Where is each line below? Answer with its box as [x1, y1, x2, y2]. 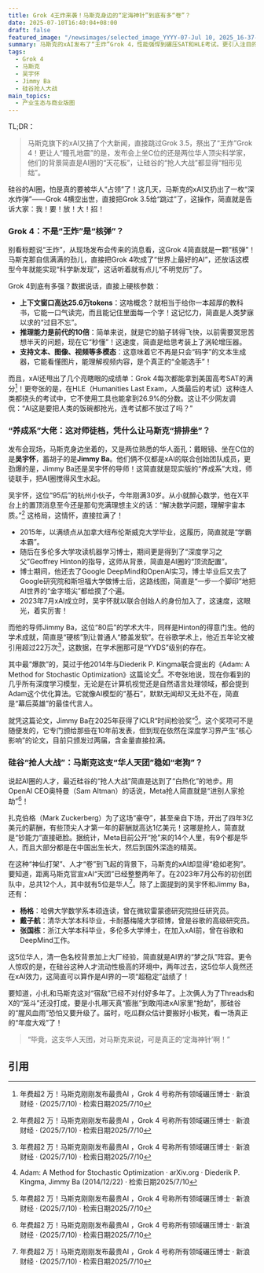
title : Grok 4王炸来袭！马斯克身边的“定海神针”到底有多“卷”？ [8, 11, 191, 20]
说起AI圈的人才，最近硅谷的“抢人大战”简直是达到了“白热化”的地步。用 [8, 776, 234, 786]
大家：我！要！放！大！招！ [14, 204, 104, 214]
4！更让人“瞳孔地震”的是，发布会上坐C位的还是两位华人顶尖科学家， [27, 149, 250, 158]
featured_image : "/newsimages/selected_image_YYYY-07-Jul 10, [8, 33, 216, 42]
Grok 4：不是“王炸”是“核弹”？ [8, 226, 124, 237]
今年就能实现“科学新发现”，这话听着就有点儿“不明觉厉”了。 [14, 265, 207, 274]
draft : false [8, 26, 51, 34]
